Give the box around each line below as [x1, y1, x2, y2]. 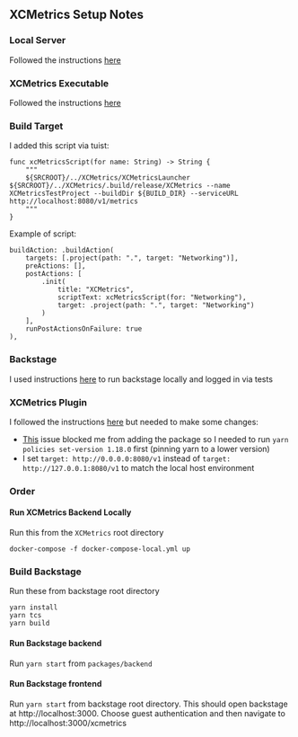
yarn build [9, 619, 50, 628]
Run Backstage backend [9, 637, 102, 648]
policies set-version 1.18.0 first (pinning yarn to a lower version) [22, 443, 271, 454]
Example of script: [9, 228, 77, 239]
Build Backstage [9, 565, 83, 578]
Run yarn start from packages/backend [9, 658, 153, 669]
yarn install [9, 603, 58, 612]
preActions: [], [25, 262, 87, 271]
